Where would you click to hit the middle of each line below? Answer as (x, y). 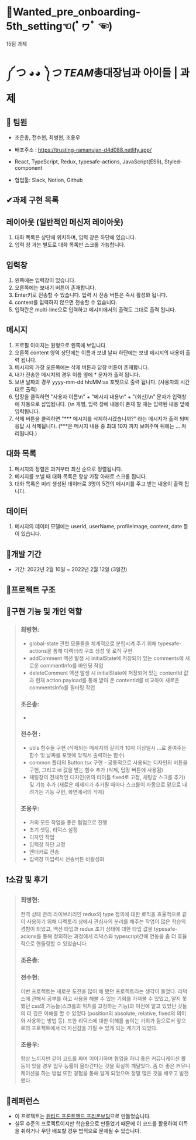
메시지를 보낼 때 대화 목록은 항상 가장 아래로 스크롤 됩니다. (81, 476)
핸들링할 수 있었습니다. (62, 943)
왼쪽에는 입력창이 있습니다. (45, 280)
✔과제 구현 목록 (32, 200)
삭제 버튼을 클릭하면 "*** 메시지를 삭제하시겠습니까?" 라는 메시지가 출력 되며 (102, 418)
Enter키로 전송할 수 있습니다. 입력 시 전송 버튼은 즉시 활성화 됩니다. (91, 295)
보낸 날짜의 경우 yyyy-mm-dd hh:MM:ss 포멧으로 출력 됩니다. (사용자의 (97, 382)
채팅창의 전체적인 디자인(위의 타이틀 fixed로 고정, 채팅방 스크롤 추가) (107, 777)
